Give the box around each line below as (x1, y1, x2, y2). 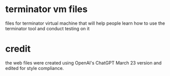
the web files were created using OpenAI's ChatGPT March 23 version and (5, 59, 162, 66)
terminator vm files (5, 4, 88, 15)
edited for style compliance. (5, 65, 64, 71)
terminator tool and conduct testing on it (5, 25, 90, 31)
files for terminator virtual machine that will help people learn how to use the (5, 20, 165, 26)
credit (5, 43, 31, 55)
